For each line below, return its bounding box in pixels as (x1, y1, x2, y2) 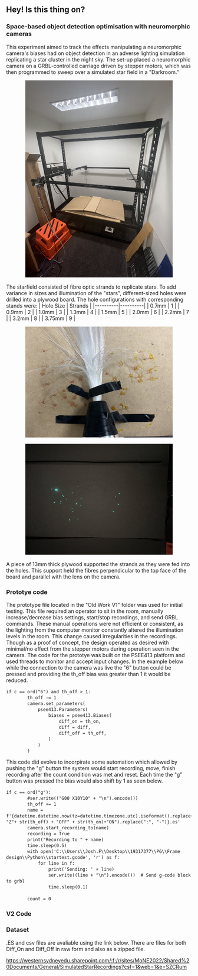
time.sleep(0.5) (27, 843, 67, 849)
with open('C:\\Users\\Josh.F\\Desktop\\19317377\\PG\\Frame (27, 849, 181, 855)
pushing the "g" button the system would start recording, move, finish (6, 765, 176, 772)
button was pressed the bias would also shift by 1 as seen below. (6, 777, 163, 784)
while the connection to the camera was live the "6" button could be (6, 664, 171, 671)
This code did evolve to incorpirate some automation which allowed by (6, 758, 178, 765)
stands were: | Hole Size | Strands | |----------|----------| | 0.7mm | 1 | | (6, 302, 180, 309)
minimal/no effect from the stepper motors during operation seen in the (6, 645, 179, 652)
